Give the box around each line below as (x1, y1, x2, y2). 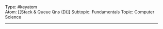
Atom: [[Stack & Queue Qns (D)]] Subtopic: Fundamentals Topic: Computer (5, 9, 155, 15)
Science (5, 14, 21, 19)
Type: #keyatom (5, 4, 37, 10)
